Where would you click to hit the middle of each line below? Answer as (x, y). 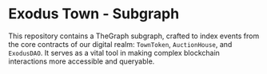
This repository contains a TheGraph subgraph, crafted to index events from (134, 36)
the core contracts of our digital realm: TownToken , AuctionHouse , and (120, 44)
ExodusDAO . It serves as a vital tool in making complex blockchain (114, 53)
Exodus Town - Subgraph (94, 14)
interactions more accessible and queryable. (82, 61)
